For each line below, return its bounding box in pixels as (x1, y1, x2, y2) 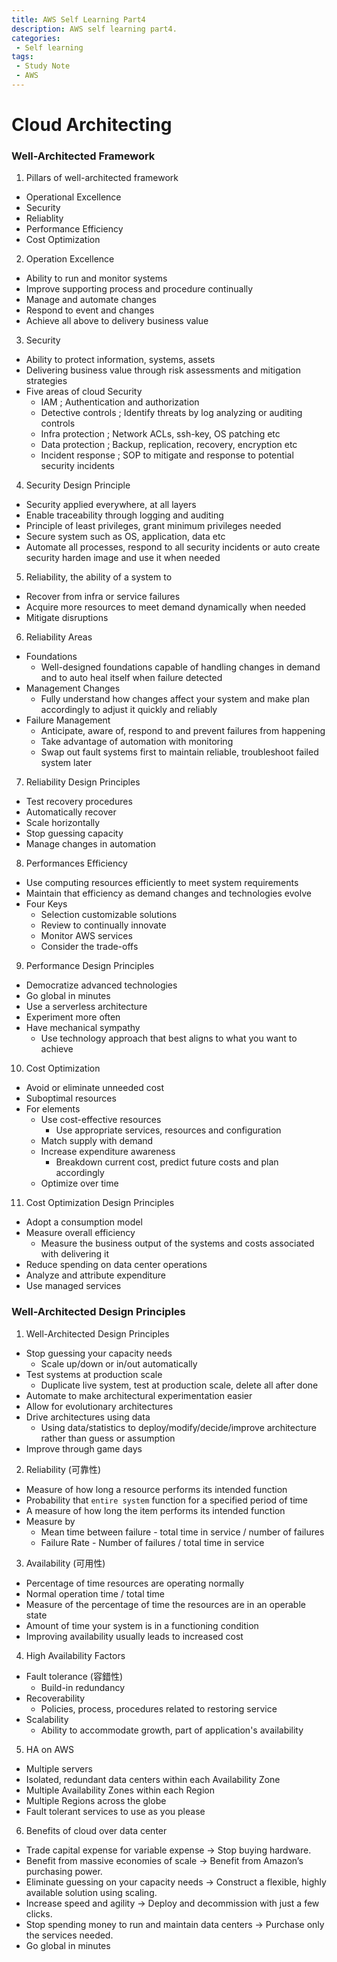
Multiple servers (25, 1762, 93, 1775)
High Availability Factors (25, 1649, 126, 1661)
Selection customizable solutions (40, 909, 178, 921)
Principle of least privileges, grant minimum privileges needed (25, 520, 282, 532)
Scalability (25, 1713, 69, 1725)
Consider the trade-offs (40, 941, 139, 953)
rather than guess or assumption (40, 1432, 176, 1444)
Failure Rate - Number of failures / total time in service (40, 1536, 265, 1548)
